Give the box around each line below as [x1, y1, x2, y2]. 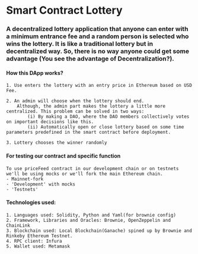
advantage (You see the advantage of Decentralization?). [6, 55, 175, 63]
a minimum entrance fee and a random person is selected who [6, 32, 189, 40]
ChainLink [6, 222, 31, 228]
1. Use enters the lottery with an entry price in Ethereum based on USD [6, 83, 193, 89]
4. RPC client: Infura [6, 238, 62, 244]
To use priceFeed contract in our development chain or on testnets [6, 165, 179, 171]
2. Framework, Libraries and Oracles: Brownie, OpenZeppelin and [6, 217, 171, 223]
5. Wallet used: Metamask [6, 243, 70, 249]
